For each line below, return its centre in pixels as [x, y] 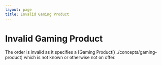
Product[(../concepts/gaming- [127, 52]
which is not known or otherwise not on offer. [70, 58]
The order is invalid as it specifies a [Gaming [50, 52]
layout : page [18, 10]
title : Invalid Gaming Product [37, 14]
